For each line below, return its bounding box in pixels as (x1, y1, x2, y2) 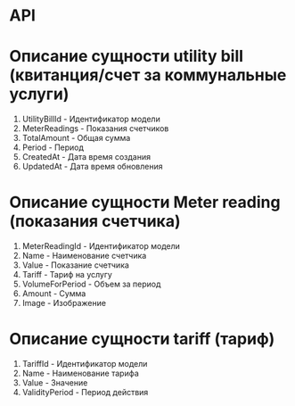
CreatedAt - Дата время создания (21, 152, 152, 162)
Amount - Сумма (21, 288, 86, 299)
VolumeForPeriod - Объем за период (21, 278, 161, 290)
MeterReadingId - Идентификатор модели (21, 241, 181, 252)
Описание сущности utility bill (9, 46, 243, 67)
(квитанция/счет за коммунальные (9, 65, 287, 86)
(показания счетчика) (9, 211, 181, 232)
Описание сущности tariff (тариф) (9, 329, 275, 349)
